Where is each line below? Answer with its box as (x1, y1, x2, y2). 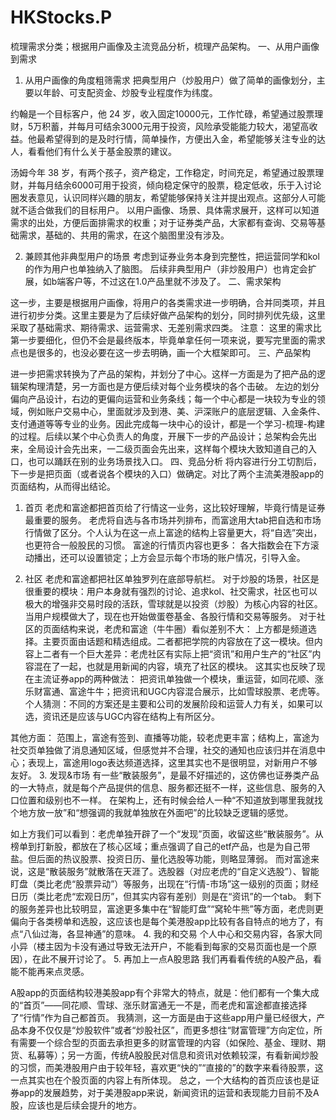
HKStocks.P (10, 6, 113, 29)
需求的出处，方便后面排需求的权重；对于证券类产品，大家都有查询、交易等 (10, 216, 317, 228)
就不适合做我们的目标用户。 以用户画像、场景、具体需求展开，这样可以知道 (10, 204, 320, 216)
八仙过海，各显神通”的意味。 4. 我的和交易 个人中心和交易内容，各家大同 (23, 927, 323, 940)
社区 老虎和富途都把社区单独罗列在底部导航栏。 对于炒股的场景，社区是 (24, 572, 320, 585)
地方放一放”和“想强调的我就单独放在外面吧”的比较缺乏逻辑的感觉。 (18, 806, 294, 818)
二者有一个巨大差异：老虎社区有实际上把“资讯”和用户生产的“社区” (42, 647, 313, 660)
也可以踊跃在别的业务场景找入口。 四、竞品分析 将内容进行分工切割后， (27, 455, 322, 467)
